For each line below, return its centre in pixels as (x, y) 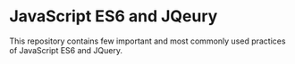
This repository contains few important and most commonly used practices (147, 41)
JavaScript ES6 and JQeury (114, 16)
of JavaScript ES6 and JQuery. (66, 50)
